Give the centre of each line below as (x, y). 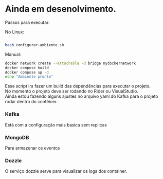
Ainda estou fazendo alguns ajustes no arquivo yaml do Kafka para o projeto (81, 96)
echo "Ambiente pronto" (29, 77)
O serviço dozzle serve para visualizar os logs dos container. (66, 171)
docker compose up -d (27, 72)
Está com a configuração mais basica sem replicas (56, 125)
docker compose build (27, 68)
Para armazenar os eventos (33, 148)
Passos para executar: (27, 22)
